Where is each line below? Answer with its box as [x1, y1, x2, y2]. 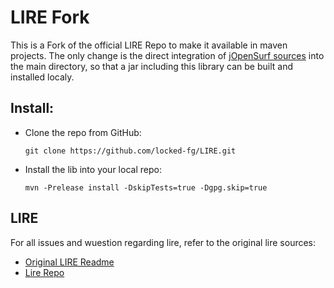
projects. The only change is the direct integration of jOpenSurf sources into [10, 49, 325, 61]
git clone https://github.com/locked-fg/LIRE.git [24, 146, 237, 156]
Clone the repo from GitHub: [24, 126, 142, 138]
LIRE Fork [10, 6, 90, 29]
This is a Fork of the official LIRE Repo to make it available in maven [10, 39, 288, 51]
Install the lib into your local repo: [24, 163, 162, 175]
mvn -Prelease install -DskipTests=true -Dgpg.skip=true [24, 182, 268, 193]
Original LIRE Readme [24, 256, 115, 268]
